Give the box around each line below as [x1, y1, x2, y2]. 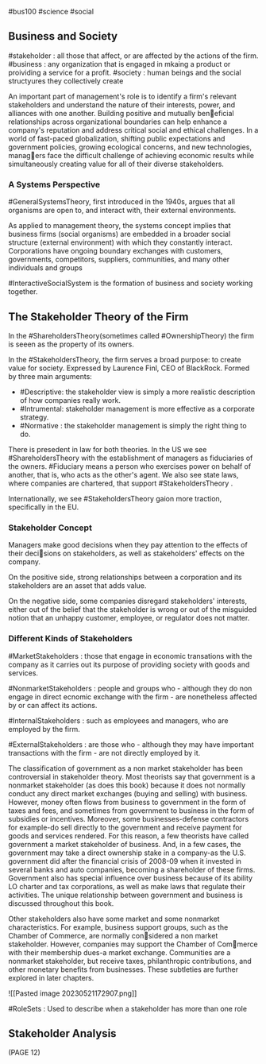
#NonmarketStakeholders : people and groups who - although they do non [8, 683, 253, 693]
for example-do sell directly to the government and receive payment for [8, 822, 242, 832]
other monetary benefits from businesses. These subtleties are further [8, 965, 239, 974]
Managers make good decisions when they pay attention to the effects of [8, 540, 248, 550]
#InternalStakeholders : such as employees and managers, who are [8, 715, 229, 725]
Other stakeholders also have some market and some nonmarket [8, 914, 220, 923]
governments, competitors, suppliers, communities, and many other [8, 254, 230, 265]
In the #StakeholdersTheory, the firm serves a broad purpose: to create [8, 354, 241, 364]
